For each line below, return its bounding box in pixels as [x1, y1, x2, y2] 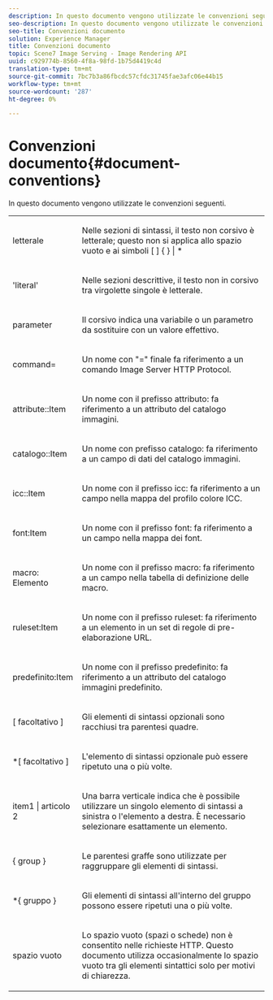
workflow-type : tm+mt [8, 80, 82, 88]
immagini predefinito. [81, 682, 162, 693]
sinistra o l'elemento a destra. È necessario [81, 811, 246, 822]
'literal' [12, 279, 39, 291]
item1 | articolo [12, 801, 71, 812]
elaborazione [81, 632, 132, 643]
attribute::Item [12, 404, 67, 415]
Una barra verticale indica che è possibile [81, 790, 240, 802]
